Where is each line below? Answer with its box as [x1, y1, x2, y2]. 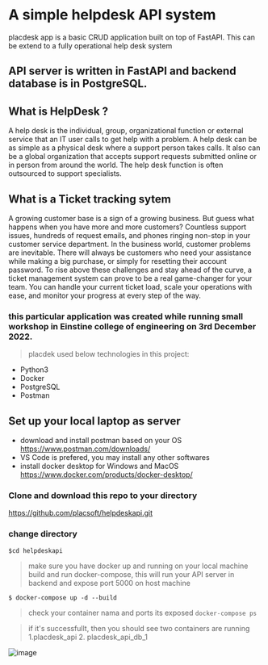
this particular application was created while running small [8, 311, 244, 322]
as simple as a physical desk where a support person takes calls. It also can [8, 143, 261, 153]
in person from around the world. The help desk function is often [8, 160, 224, 170]
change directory [8, 529, 78, 540]
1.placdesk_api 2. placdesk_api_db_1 [27, 632, 148, 642]
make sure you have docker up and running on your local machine [27, 561, 249, 571]
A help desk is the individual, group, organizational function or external [8, 126, 244, 136]
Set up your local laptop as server [8, 414, 181, 428]
